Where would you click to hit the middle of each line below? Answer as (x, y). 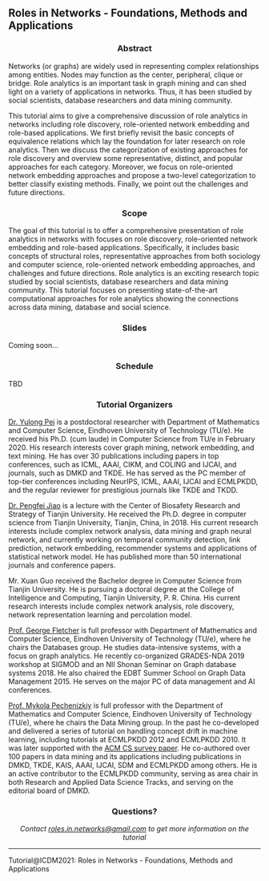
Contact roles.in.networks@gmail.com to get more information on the (134, 829)
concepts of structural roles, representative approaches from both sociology (134, 256)
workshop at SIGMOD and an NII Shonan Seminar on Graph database (122, 664)
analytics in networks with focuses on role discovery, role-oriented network (133, 239)
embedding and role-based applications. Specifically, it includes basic (124, 247)
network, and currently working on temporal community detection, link (124, 540)
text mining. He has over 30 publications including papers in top (114, 455)
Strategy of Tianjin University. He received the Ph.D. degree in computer (127, 514)
